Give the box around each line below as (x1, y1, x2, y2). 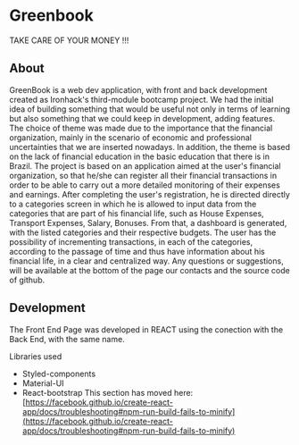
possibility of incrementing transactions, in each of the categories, (9, 236, 253, 247)
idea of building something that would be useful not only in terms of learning (9, 104, 290, 114)
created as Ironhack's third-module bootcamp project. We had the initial (9, 94, 274, 105)
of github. (9, 274, 46, 285)
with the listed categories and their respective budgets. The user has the (9, 227, 277, 238)
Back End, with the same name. (9, 333, 125, 344)
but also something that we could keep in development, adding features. (9, 113, 275, 123)
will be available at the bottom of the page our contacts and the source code (9, 264, 290, 275)
